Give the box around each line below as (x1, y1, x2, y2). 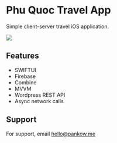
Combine (14, 79, 37, 86)
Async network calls (14, 97, 64, 104)
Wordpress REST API (14, 91, 66, 98)
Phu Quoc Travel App (6, 4, 111, 17)
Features (6, 51, 39, 61)
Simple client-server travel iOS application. (6, 23, 109, 30)
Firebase (14, 73, 36, 80)
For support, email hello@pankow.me (6, 130, 95, 137)
